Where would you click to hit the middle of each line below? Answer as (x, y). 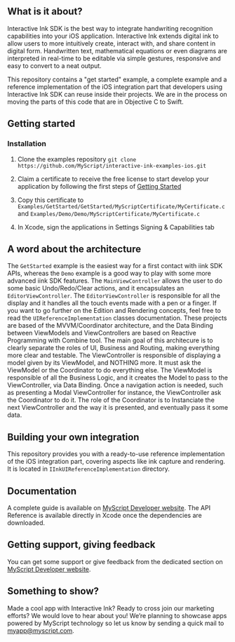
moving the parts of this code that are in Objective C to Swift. (95, 102)
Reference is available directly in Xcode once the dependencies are (105, 515)
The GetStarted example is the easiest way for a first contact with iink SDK (115, 266)
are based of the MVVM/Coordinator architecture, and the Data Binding (110, 326)
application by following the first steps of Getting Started (99, 186)
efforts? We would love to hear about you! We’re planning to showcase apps (117, 615)
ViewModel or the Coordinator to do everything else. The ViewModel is (110, 370)
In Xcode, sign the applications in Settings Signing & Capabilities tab (116, 227)
